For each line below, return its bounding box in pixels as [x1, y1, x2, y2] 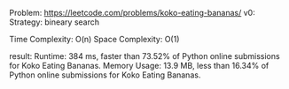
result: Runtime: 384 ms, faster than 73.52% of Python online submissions [9, 51, 281, 61]
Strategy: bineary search [9, 17, 100, 27]
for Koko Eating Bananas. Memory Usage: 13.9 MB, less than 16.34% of [9, 61, 269, 70]
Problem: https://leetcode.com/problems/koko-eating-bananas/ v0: [9, 8, 255, 18]
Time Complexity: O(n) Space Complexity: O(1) [9, 34, 180, 44]
